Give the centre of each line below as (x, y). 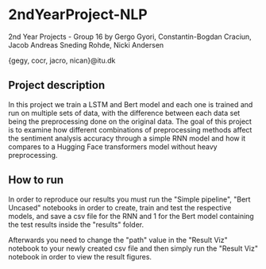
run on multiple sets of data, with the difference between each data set (124, 113)
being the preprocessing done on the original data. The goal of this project (130, 121)
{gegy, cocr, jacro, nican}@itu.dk (62, 60)
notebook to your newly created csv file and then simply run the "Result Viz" (133, 248)
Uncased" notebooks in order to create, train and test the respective (120, 207)
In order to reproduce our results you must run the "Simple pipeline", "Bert (129, 199)
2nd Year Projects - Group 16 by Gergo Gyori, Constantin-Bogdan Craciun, (130, 37)
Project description (57, 85)
